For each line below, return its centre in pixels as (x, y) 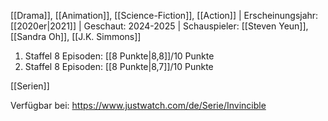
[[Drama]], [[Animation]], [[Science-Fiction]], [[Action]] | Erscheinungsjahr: (164, 15)
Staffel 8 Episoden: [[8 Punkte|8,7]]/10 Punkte (119, 66)
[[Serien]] (30, 86)
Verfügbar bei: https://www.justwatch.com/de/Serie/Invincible (138, 105)
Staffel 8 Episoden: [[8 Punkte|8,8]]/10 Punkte (119, 56)
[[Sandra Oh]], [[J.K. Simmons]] (76, 36)
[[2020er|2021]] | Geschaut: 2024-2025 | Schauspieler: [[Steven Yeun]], (159, 26)
